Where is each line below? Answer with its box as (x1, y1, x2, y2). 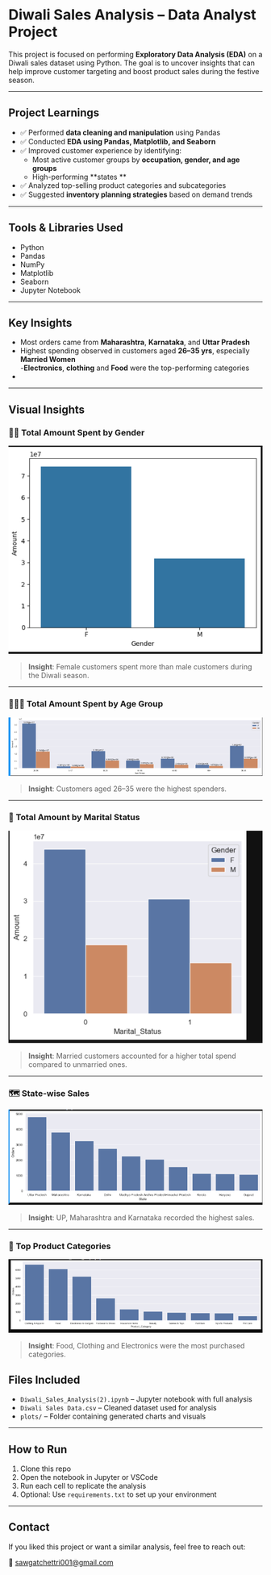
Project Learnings (8, 106, 100, 120)
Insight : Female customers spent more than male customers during (27, 662, 252, 672)
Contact (8, 1520, 50, 1534)
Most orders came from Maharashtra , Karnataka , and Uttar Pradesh (19, 337, 250, 348)
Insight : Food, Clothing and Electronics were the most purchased (27, 1341, 245, 1351)
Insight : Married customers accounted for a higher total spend (27, 1051, 236, 1060)
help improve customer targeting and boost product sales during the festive (8, 66, 260, 76)
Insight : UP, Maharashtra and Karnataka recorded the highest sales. (27, 1212, 255, 1223)
